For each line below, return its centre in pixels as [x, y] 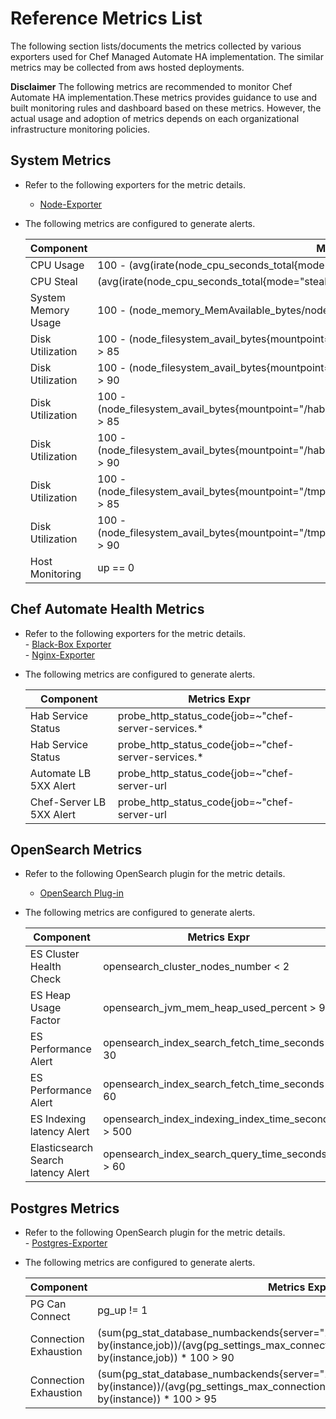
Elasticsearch [61, 1148]
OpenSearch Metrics [76, 849]
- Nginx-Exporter [60, 654]
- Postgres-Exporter [66, 1243]
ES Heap [50, 995]
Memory [49, 310]
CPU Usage [57, 265]
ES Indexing [58, 1119]
